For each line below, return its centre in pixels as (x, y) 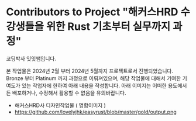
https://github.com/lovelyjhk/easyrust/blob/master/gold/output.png (95, 112)
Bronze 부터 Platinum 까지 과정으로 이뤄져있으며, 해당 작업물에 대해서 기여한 (94, 78)
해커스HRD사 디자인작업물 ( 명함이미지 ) (60, 105)
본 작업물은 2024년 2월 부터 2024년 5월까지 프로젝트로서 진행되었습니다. (90, 71)
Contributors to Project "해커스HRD (92, 12)
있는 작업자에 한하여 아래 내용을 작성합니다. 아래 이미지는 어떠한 (94, 85)
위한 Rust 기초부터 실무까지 (108, 27)
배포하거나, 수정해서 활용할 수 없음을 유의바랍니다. (69, 93)
